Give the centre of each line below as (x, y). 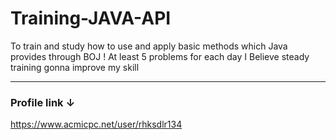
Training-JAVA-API (91, 18)
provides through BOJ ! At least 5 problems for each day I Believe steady (160, 56)
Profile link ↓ (43, 102)
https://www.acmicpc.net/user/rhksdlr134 (96, 124)
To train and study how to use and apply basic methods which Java (149, 46)
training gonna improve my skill (75, 67)
